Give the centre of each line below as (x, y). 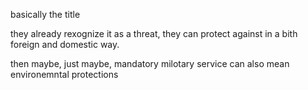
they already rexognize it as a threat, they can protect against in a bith (154, 33)
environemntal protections (64, 74)
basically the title (45, 14)
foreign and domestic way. (65, 44)
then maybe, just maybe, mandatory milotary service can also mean (150, 63)
